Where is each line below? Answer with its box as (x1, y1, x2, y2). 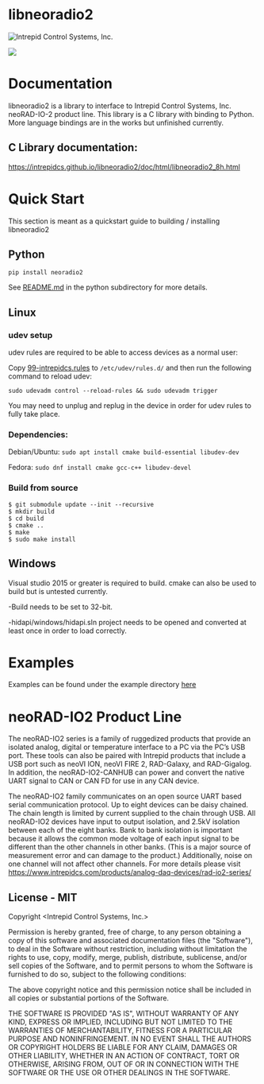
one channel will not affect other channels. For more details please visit (8, 859, 241, 868)
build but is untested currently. (8, 586, 109, 596)
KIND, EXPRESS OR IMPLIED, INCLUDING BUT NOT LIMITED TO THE (8, 1017, 233, 1027)
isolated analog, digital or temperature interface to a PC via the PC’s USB (8, 742, 246, 752)
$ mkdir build (8, 507, 55, 515)
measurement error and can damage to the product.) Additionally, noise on (8, 851, 253, 861)
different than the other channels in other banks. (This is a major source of (8, 842, 251, 852)
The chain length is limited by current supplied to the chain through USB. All (8, 809, 256, 818)
